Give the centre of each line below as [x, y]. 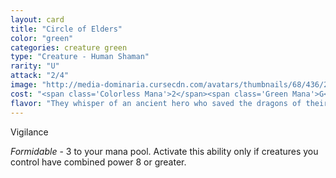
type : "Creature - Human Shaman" [80, 57]
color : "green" [42, 38]
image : [24, 85]
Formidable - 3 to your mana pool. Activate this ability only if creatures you [164, 151]
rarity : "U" [35, 66]
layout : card [37, 19]
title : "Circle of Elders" [66, 29]
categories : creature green [69, 47]
